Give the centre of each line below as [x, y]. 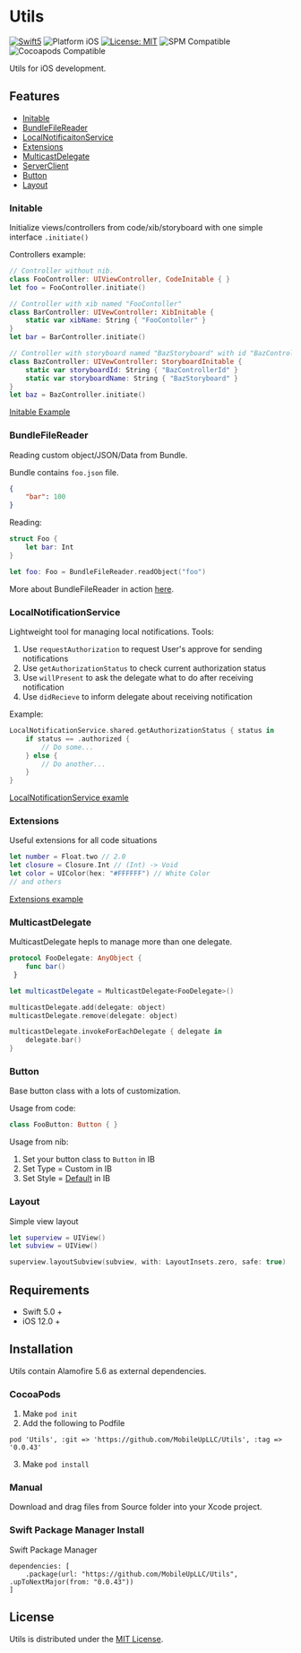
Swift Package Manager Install [77, 1530]
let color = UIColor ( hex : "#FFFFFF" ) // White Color [110, 874]
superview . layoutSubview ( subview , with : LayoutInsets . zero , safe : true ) [148, 1262]
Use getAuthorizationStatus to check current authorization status [144, 668]
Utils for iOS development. [58, 68]
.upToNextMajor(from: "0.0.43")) [72, 1582]
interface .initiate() [49, 237]
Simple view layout [44, 1221]
